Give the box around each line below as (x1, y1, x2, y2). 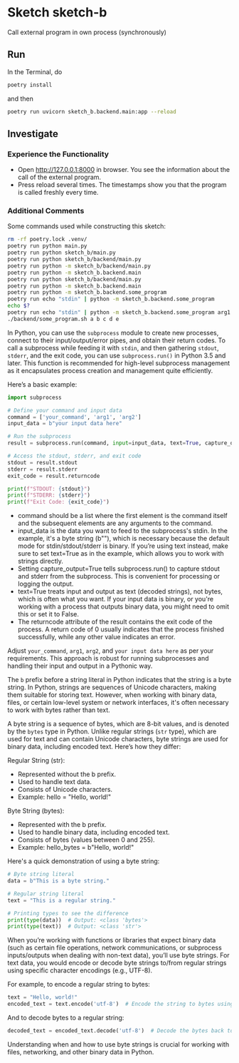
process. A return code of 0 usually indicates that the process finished (17, 625, 225, 634)
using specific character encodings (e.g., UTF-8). (7, 966, 153, 975)
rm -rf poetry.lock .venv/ (7, 236, 87, 243)
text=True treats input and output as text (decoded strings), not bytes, (17, 587, 223, 596)
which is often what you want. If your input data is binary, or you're (17, 595, 214, 604)
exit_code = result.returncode (7, 472, 100, 479)
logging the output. (17, 579, 74, 589)
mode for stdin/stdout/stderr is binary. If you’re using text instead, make (17, 541, 229, 550)
